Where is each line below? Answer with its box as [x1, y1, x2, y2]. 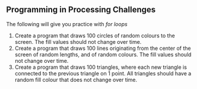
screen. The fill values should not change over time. [14, 38, 142, 45]
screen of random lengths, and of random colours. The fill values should [14, 50, 192, 58]
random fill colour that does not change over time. [14, 76, 138, 83]
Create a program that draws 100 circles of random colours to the [14, 32, 175, 39]
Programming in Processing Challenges [6, 5, 156, 15]
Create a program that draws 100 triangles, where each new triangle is [14, 63, 187, 71]
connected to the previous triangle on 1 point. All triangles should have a [14, 69, 192, 77]
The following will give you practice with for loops [6, 20, 128, 27]
